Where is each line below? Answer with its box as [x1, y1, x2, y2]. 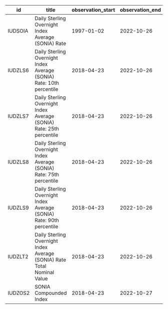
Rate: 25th [34, 125, 59, 132]
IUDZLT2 [7, 253, 29, 260]
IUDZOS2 [7, 289, 30, 296]
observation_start [71, 7, 115, 13]
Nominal [34, 269, 54, 275]
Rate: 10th [34, 80, 59, 86]
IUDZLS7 [7, 113, 29, 119]
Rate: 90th [34, 217, 59, 224]
